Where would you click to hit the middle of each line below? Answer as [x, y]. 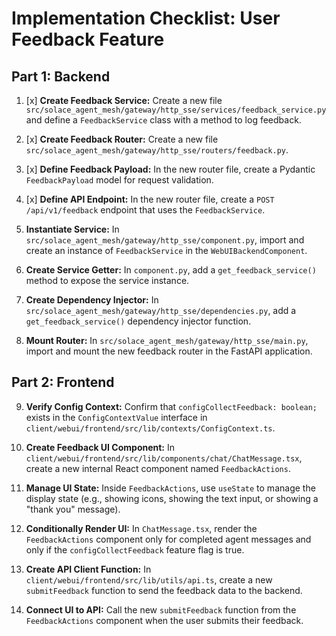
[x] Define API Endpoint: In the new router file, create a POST [150, 199]
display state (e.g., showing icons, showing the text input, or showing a [172, 498]
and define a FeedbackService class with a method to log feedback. [163, 120]
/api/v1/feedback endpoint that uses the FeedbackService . [145, 210]
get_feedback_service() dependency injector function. [138, 321]
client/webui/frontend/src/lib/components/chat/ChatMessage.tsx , [164, 458]
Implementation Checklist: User [146, 18]
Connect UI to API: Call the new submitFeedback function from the [161, 609]
